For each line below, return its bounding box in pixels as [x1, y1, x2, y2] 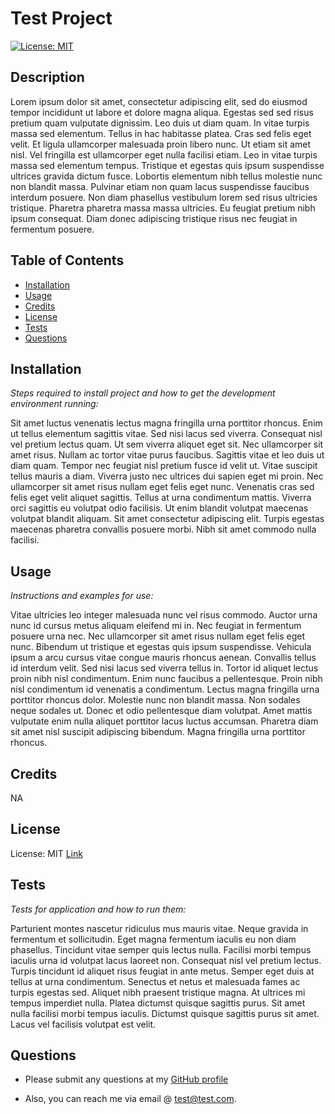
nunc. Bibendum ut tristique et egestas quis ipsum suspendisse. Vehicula [10, 641, 312, 653]
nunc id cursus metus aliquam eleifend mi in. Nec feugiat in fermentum [10, 620, 302, 632]
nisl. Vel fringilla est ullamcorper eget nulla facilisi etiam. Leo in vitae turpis [10, 148, 318, 161]
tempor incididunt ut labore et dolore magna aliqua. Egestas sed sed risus [10, 106, 314, 118]
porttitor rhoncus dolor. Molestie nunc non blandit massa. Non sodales [10, 694, 301, 706]
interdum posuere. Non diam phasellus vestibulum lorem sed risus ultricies [10, 191, 318, 203]
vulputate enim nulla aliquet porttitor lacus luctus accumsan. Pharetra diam [10, 715, 319, 727]
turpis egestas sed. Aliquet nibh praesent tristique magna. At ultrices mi [10, 986, 306, 998]
